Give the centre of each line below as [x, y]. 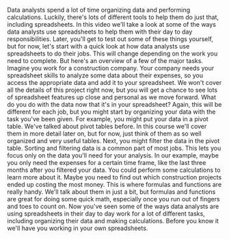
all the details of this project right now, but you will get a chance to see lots [112, 90]
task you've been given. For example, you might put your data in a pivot [108, 119]
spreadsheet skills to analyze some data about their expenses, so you [105, 75]
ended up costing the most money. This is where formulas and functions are [114, 185]
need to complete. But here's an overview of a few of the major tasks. [105, 61]
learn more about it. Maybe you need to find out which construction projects [114, 177]
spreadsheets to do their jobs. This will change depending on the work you [112, 53]
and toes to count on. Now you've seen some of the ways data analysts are [113, 206]
